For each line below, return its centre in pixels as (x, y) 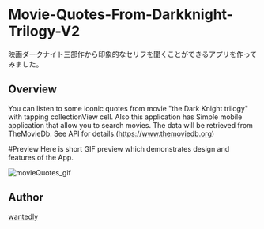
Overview (33, 90)
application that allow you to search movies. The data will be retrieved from (130, 125)
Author (26, 198)
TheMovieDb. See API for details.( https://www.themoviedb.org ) (111, 133)
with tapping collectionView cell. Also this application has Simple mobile (125, 117)
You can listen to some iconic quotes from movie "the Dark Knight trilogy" (128, 108)
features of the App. (41, 157)
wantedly (23, 216)
